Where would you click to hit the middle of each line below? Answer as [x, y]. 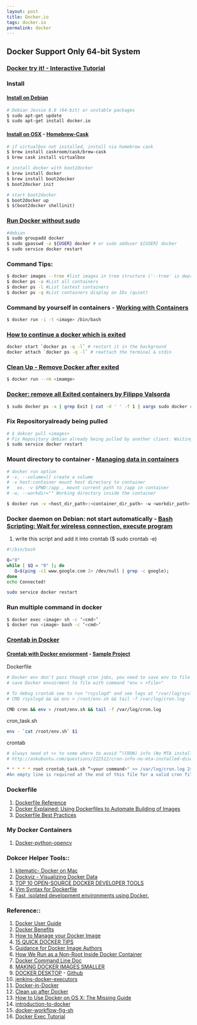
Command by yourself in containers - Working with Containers [98, 308]
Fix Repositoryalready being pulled [57, 422]
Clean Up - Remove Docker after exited [63, 367]
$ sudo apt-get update [34, 115]
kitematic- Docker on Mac [46, 871]
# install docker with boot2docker [50, 168]
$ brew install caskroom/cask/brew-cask [57, 152]
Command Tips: [30, 264]
